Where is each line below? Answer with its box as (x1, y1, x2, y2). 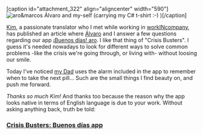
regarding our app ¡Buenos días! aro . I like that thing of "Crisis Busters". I (6, 37, 189, 43)
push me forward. (6, 81, 51, 88)
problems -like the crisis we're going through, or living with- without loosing (6, 49, 197, 57)
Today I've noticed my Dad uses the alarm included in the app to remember (6, 68, 196, 75)
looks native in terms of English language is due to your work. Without (6, 99, 183, 106)
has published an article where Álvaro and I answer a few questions (6, 30, 177, 37)
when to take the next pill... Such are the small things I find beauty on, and (6, 75, 193, 81)
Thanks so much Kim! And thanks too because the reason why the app (6, 93, 185, 100)
